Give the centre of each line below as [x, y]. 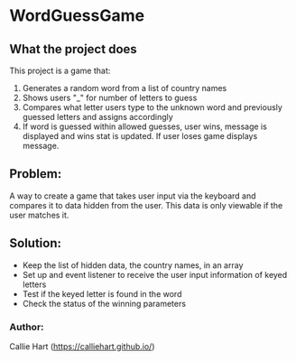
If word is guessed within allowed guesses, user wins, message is [145, 126]
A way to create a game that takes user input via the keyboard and [133, 196]
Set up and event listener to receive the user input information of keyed [155, 274]
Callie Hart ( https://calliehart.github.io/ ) [82, 346]
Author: [27, 327]
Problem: [36, 174]
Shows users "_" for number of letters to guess [110, 97]
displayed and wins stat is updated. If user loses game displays [140, 136]
